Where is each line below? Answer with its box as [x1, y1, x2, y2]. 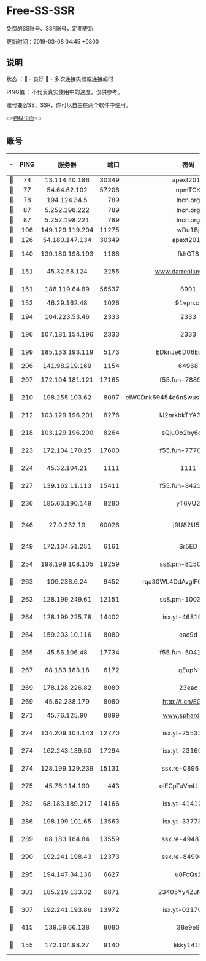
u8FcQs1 [174, 870, 202, 879]
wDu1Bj [177, 226, 200, 234]
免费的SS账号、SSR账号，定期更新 [6, 25, 94, 32]
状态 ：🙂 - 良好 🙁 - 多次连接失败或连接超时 [6, 75, 113, 82]
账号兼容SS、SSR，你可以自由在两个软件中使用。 [6, 101, 131, 108]
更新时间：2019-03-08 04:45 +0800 [6, 37, 99, 45]
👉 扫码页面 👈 [6, 114, 42, 122]
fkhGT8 [177, 249, 199, 258]
